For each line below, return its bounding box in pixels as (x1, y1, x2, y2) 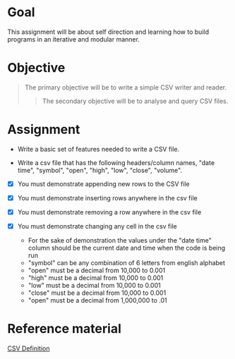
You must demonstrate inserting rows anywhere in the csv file (17, 193, 198, 202)
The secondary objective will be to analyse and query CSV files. (42, 97, 229, 105)
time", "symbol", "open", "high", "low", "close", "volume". (17, 166, 182, 174)
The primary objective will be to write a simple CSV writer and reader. (24, 83, 227, 92)
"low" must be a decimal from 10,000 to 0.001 (28, 281, 161, 290)
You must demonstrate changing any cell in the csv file (17, 222, 178, 230)
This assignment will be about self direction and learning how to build (7, 28, 210, 36)
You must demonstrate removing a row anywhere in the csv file (17, 207, 202, 216)
